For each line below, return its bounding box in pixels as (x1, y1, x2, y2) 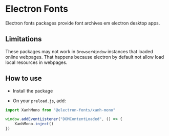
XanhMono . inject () (14, 121, 54, 127)
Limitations (5, 35, 42, 43)
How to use (5, 74, 42, 83)
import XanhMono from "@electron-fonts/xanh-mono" (5, 107, 116, 112)
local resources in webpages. (5, 59, 68, 65)
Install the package (12, 87, 53, 94)
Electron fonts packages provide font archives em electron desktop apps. (5, 20, 160, 26)
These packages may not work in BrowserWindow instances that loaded (5, 48, 154, 54)
